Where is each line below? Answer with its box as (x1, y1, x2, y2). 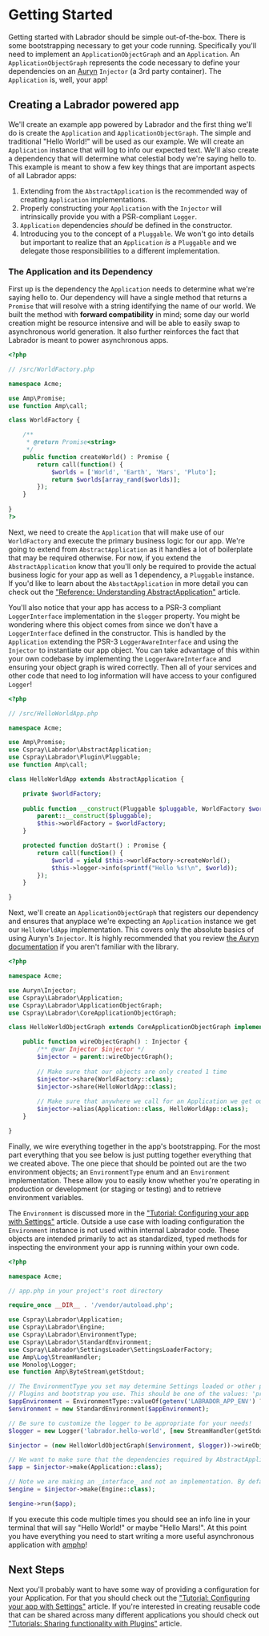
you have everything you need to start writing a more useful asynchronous (8, 1531, 255, 1540)
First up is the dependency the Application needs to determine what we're (8, 284, 255, 294)
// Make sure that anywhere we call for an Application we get (37, 1097, 252, 1105)
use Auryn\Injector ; (8, 986, 78, 995)
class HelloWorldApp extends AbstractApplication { (8, 775, 184, 783)
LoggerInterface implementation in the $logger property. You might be (8, 611, 240, 621)
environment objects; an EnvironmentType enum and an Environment (8, 1166, 231, 1177)
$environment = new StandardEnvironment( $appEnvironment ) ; (8, 1405, 210, 1413)
